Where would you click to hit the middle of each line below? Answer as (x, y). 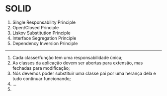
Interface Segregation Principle (44, 38)
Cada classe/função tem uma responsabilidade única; (67, 57)
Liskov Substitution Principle (41, 33)
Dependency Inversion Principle (45, 43)
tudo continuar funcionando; (42, 78)
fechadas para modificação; (41, 68)
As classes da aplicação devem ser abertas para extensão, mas (78, 63)
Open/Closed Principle (36, 27)
